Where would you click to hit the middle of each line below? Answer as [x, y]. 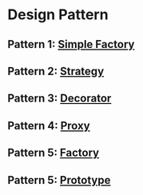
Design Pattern [58, 15]
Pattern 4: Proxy [49, 125]
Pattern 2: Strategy [56, 71]
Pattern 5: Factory [54, 153]
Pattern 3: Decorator [60, 99]
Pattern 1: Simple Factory [71, 44]
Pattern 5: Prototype [59, 180]
